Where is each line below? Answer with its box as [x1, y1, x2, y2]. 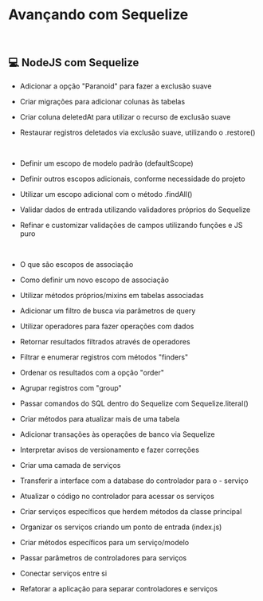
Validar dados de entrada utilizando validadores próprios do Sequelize [19, 205, 251, 214]
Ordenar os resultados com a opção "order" [19, 367, 165, 377]
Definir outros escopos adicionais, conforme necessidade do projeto [19, 174, 245, 183]
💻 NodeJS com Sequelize [8, 56, 139, 69]
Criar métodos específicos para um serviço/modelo [19, 537, 190, 547]
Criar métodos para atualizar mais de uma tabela [19, 414, 180, 423]
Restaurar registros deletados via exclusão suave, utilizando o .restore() [19, 128, 256, 137]
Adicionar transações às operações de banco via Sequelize [19, 429, 215, 439]
